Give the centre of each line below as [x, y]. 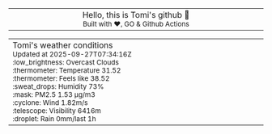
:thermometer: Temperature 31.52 [67, 71]
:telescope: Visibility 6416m [57, 111]
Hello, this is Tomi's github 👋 [136, 15]
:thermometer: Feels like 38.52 [61, 79]
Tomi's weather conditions [63, 45]
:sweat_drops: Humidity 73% [58, 87]
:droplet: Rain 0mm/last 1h [54, 119]
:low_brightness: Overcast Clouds [66, 63]
